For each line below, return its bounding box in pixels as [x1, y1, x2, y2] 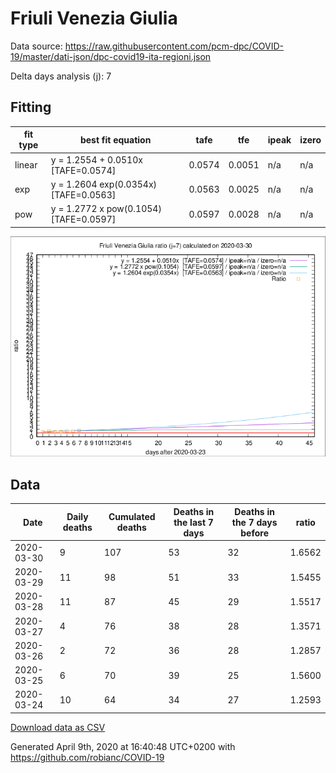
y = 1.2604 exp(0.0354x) [50, 178, 158, 190]
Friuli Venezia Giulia [10, 7, 178, 30]
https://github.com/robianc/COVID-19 [10, 751, 165, 763]
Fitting [10, 99, 52, 116]
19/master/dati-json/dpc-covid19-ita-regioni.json [10, 50, 212, 62]
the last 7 [173, 516, 214, 528]
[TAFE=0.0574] [50, 164, 117, 176]
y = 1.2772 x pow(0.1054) [50, 203, 162, 214]
